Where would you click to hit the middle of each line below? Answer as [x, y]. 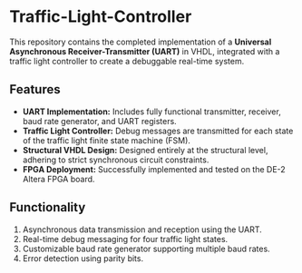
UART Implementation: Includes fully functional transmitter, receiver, [151, 112]
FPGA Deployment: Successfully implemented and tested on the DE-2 [154, 169]
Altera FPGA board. [58, 179]
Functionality [48, 207]
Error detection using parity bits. [83, 258]
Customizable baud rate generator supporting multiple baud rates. [146, 249]
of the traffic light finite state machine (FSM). [106, 140]
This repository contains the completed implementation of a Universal [141, 42]
